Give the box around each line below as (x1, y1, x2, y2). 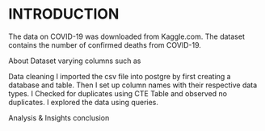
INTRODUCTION (8, 5, 120, 23)
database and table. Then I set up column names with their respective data (8, 80, 258, 90)
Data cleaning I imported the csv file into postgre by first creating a (8, 71, 232, 81)
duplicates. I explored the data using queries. (8, 97, 159, 107)
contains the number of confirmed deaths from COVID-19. (8, 40, 202, 49)
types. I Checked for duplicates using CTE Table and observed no (8, 88, 228, 98)
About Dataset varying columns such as (8, 56, 141, 65)
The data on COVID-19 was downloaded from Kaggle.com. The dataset (8, 32, 245, 41)
